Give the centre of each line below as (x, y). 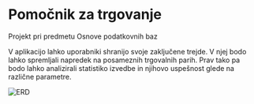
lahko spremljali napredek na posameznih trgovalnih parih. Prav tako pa (124, 60)
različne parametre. (40, 76)
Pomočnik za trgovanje (85, 15)
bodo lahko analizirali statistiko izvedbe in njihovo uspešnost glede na (121, 68)
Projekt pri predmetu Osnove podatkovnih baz (83, 36)
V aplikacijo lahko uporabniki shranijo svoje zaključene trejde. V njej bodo (127, 51)
